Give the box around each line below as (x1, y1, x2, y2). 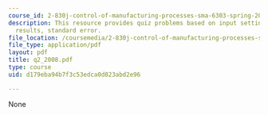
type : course (8, 63, 52, 71)
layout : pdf (8, 48, 48, 56)
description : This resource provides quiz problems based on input (8, 19, 238, 27)
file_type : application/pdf (8, 41, 102, 49)
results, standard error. (15, 26, 102, 34)
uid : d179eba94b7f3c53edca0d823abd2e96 (8, 71, 141, 79)
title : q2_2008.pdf (8, 56, 73, 64)
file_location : (8, 33, 59, 42)
